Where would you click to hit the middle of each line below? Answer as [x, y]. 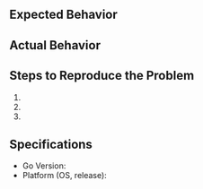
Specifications [51, 144]
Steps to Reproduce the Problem [102, 76]
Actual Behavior [55, 45]
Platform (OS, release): [65, 176]
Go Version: [44, 166]
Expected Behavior [64, 15]
